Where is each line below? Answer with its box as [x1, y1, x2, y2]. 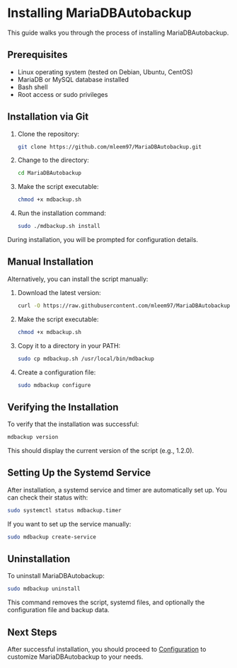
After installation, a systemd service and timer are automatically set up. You [7, 485, 228, 494]
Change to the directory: [17, 156, 90, 164]
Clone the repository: [17, 129, 80, 138]
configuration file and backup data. [7, 606, 110, 614]
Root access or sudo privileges [17, 90, 108, 98]
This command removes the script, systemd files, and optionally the [7, 598, 205, 606]
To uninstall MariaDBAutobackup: [7, 572, 105, 580]
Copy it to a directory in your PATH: [17, 341, 121, 350]
